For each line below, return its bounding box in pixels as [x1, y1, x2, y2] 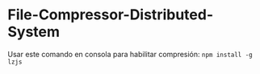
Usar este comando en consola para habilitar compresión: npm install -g [7, 49, 253, 59]
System [7, 23, 61, 41]
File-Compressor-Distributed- [7, 6, 214, 24]
